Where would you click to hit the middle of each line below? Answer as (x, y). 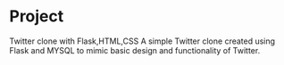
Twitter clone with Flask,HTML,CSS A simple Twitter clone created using (142, 41)
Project (37, 16)
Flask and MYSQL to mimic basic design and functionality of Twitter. (135, 50)
